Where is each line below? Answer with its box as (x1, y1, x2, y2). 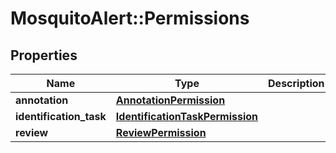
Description (268, 77, 325, 90)
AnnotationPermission (115, 93, 226, 107)
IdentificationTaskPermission (115, 110, 259, 123)
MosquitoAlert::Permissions (10, 7, 250, 30)
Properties (10, 47, 78, 64)
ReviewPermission (115, 126, 207, 139)
